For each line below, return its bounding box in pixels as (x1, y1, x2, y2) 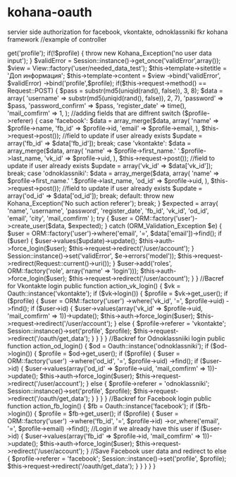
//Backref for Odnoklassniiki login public (108, 334, 225, 343)
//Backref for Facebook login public (108, 394, 212, 403)
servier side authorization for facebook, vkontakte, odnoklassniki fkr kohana (7, 28, 228, 36)
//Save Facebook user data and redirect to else (90, 447, 227, 455)
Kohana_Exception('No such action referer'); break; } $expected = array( (7, 199, 218, 207)
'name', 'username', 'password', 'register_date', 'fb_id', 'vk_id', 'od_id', (7, 206, 209, 215)
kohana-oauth (7, 4, 93, 20)
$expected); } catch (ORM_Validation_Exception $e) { (68, 221, 223, 230)
